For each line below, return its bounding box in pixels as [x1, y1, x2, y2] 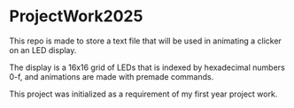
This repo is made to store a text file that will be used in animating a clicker [9, 35, 282, 46]
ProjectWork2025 [9, 6, 143, 27]
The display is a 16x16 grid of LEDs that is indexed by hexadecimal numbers [9, 62, 285, 73]
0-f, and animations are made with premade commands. [9, 71, 214, 81]
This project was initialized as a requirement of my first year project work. [9, 89, 278, 99]
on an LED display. [9, 44, 77, 55]
